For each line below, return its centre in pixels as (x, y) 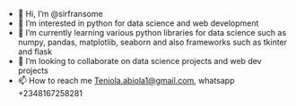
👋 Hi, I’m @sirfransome (60, 14)
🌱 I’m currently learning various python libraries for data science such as (152, 33)
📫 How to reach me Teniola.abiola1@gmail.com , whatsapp (126, 81)
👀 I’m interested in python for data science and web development (138, 23)
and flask (35, 52)
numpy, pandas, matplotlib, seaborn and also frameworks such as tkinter (152, 42)
